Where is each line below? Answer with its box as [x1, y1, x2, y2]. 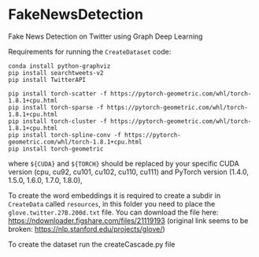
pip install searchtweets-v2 [8, 69, 104, 76]
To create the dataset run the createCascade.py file [8, 239, 176, 249]
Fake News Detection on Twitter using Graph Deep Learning [8, 32, 203, 41]
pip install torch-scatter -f [8, 89, 108, 98]
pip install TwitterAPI [8, 76, 87, 84]
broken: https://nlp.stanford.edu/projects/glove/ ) [8, 224, 165, 233]
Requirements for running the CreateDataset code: [8, 47, 172, 56]
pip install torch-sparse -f [8, 103, 104, 111]
